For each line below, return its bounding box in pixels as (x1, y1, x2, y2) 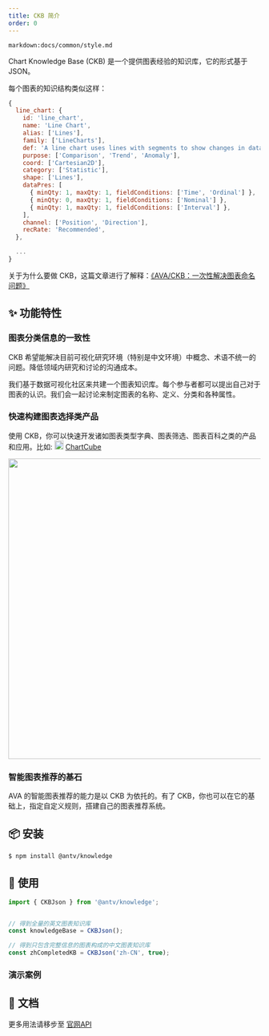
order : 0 (8, 19, 38, 27)
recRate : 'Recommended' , (22, 226, 106, 234)
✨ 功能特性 (8, 306, 62, 320)
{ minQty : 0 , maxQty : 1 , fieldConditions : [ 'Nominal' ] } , (29, 196, 227, 204)
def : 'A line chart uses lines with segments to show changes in (22, 143, 246, 152)
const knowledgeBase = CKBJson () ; (8, 927, 124, 935)
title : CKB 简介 (8, 11, 60, 20)
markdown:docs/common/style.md (8, 41, 113, 49)
